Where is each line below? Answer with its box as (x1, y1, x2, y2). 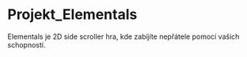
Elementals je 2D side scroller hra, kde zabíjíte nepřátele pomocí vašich (7, 32, 240, 41)
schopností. (7, 40, 46, 49)
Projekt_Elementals (7, 6, 138, 24)
